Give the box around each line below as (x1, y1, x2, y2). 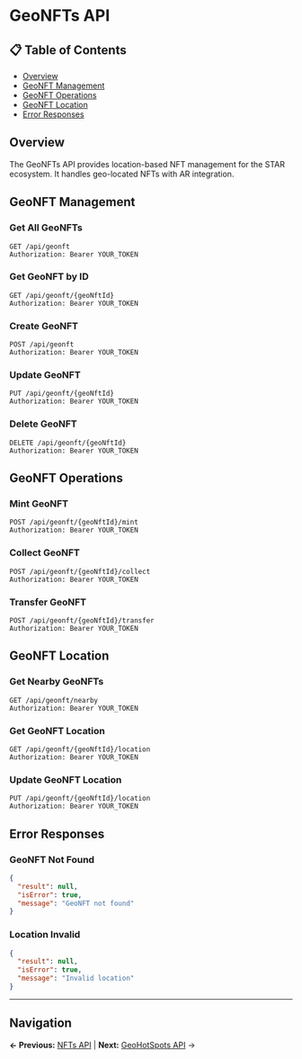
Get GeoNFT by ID (9, 271, 89, 283)
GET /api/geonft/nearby (9, 696, 99, 705)
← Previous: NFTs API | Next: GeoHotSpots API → (9, 1039, 196, 1050)
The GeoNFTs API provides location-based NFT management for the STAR (9, 158, 286, 169)
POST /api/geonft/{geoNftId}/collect (9, 567, 151, 576)
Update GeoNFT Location (9, 773, 122, 785)
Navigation (9, 1016, 72, 1031)
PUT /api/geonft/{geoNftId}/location (9, 794, 151, 803)
